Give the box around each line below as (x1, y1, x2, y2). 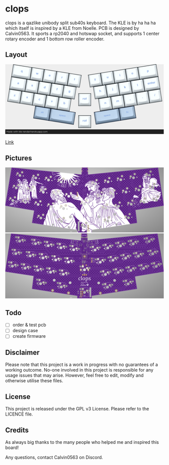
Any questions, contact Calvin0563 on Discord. (5, 454, 103, 460)
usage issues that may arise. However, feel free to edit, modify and (5, 372, 144, 379)
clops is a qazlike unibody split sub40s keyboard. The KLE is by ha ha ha (5, 20, 156, 26)
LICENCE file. (5, 411, 33, 417)
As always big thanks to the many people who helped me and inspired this (5, 439, 159, 445)
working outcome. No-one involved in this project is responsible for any (5, 367, 153, 373)
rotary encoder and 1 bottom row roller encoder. (5, 36, 105, 42)
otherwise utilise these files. (5, 378, 63, 384)
